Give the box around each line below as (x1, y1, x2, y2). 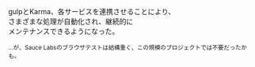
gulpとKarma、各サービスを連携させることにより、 (8, 7, 176, 16)
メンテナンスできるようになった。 (8, 27, 120, 35)
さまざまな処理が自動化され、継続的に (8, 17, 134, 26)
